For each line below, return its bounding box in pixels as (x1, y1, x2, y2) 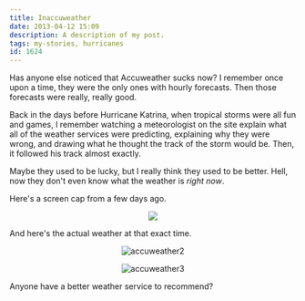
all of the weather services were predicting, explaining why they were (9, 129, 270, 140)
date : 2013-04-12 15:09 (9, 22, 100, 31)
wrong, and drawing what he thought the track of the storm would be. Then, (9, 139, 295, 150)
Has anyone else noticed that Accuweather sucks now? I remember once (9, 72, 284, 83)
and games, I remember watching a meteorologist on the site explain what (9, 119, 287, 130)
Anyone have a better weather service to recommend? (9, 281, 214, 292)
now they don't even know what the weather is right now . (9, 175, 225, 187)
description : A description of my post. (9, 30, 166, 39)
